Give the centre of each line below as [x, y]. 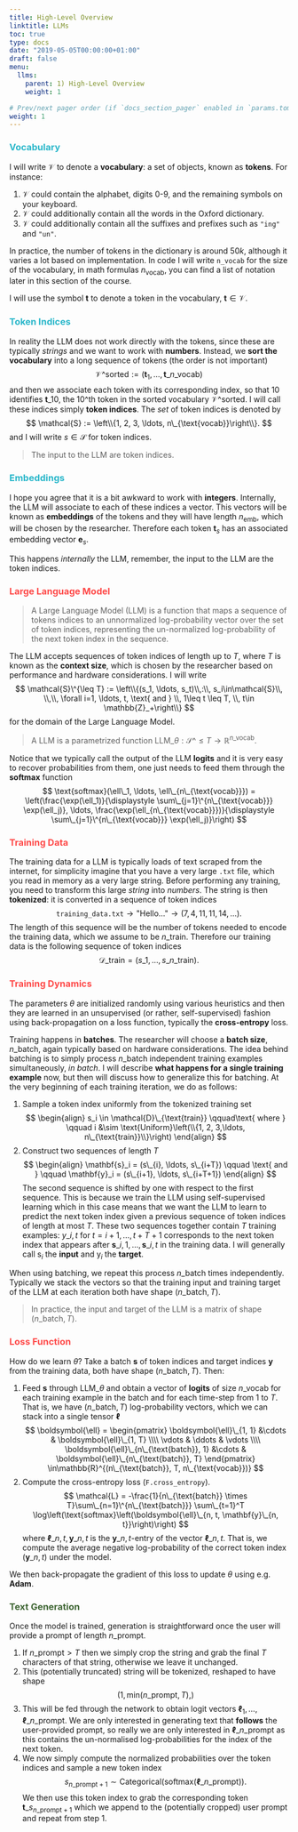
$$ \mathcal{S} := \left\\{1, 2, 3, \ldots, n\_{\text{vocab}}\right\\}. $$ [149, 423]
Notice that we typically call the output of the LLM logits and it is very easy [146, 759]
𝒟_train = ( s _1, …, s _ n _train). [149, 960]
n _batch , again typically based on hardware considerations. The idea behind [149, 1049]
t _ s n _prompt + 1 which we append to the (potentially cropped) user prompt [155, 1808]
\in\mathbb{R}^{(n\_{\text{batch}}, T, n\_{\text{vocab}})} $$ [156, 1467]
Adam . [21, 1583]
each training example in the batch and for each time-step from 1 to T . [150, 1397]
